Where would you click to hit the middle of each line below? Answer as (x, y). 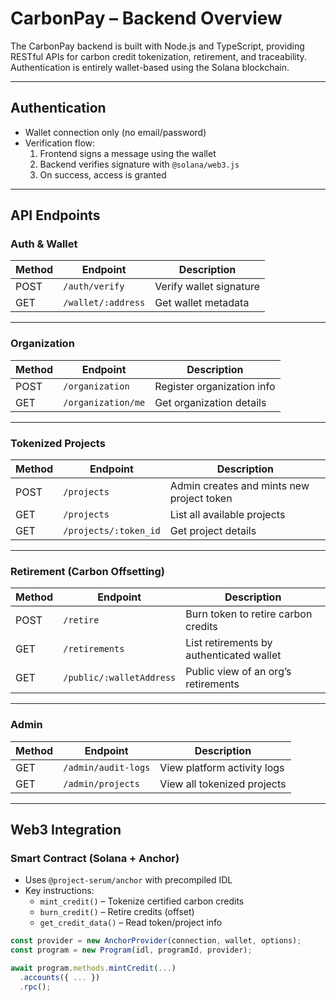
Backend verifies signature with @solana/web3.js (139, 164)
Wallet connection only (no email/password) (115, 132)
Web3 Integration (66, 830)
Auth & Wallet (44, 244)
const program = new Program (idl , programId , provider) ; (131, 950)
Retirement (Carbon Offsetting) (88, 571)
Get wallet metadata (202, 303)
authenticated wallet (233, 655)
